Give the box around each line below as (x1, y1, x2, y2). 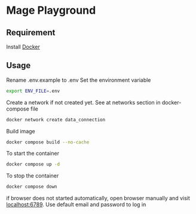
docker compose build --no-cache (6, 139, 90, 145)
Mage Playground (6, 4, 96, 17)
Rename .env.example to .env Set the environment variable (6, 76, 151, 84)
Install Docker (6, 43, 40, 50)
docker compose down (6, 184, 58, 190)
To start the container (6, 150, 60, 157)
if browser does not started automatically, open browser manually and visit (6, 195, 190, 202)
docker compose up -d (6, 161, 60, 167)
